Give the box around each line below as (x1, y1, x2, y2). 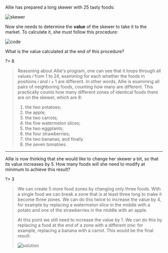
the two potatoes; (24, 104, 61, 110)
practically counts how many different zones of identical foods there (17, 89, 158, 95)
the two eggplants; (24, 125, 64, 131)
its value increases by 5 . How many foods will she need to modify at (5, 161, 145, 167)
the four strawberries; (24, 131, 70, 137)
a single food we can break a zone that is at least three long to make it (17, 191, 162, 197)
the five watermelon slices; (24, 120, 81, 126)
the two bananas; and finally (24, 136, 83, 142)
